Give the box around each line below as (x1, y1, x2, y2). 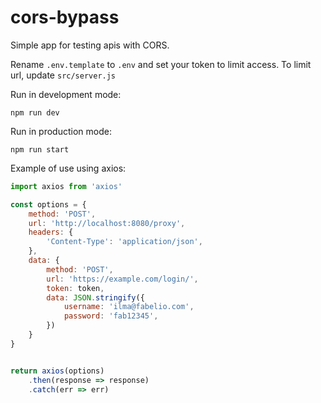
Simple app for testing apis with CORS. (10, 39, 170, 51)
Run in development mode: (10, 88, 122, 100)
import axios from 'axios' (10, 181, 123, 191)
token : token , (46, 283, 105, 293)
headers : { (28, 227, 74, 238)
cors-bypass (10, 6, 120, 29)
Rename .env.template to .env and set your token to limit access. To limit (10, 58, 312, 70)
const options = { (10, 199, 87, 210)
